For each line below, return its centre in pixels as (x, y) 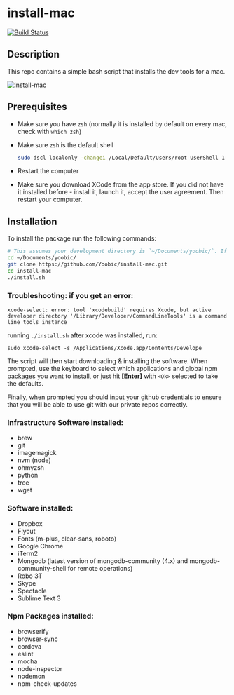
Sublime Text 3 (39, 598)
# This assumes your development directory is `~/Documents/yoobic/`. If (117, 251)
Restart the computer (48, 171)
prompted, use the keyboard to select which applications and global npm (112, 368)
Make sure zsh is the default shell (66, 144)
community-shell (42, 568)
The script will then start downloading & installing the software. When (108, 361)
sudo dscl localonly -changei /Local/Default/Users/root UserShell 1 (121, 158)
